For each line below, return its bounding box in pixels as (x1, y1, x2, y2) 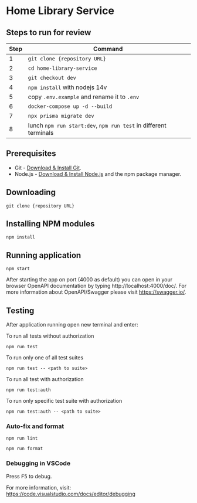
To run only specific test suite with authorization (6, 397, 123, 405)
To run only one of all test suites (6, 354, 84, 361)
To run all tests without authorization (6, 332, 94, 339)
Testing (6, 305, 35, 315)
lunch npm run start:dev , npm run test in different (28, 121, 167, 130)
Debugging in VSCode (6, 459, 71, 467)
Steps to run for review (6, 28, 91, 38)
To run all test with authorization (6, 376, 84, 383)
